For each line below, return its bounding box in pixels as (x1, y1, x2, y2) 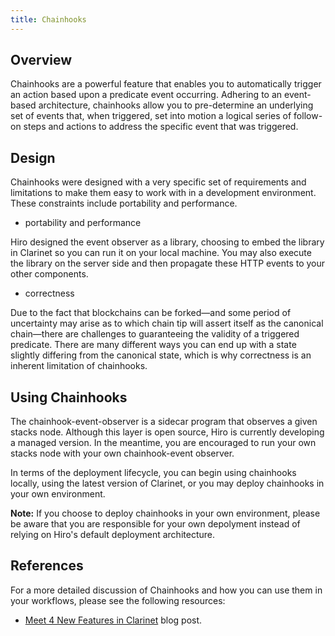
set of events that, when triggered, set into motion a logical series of (10, 110, 292, 122)
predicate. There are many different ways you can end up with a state (10, 339, 297, 351)
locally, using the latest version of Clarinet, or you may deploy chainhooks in (10, 477, 325, 490)
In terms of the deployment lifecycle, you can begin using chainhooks (10, 467, 297, 479)
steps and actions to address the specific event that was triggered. (23, 121, 299, 133)
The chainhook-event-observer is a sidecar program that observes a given (10, 416, 318, 428)
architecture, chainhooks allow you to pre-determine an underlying (38, 99, 314, 111)
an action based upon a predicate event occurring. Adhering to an (10, 89, 283, 101)
